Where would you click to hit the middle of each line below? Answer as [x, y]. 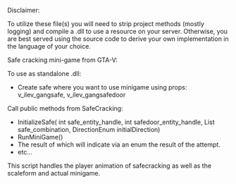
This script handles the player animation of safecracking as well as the [110, 166]
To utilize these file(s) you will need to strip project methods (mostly [106, 24]
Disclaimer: [24, 10]
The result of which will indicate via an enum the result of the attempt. [119, 145]
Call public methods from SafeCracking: [65, 108]
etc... [25, 152]
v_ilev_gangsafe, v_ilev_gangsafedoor [72, 95]
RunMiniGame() [40, 137]
